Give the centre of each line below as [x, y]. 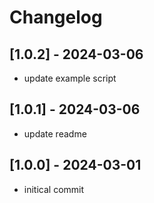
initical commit [54, 189]
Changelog [56, 17]
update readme [55, 133]
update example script [70, 78]
